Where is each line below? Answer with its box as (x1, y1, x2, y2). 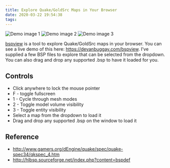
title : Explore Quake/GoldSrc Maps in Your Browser (5, 7, 117, 13)
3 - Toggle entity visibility (12, 107, 66, 113)
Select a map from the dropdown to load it (12, 113, 102, 119)
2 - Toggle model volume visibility (12, 101, 84, 107)
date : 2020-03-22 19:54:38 (5, 12, 63, 17)
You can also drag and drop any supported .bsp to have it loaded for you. (5, 57, 159, 63)
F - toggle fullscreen (12, 91, 56, 97)
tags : (5, 17, 17, 22)
